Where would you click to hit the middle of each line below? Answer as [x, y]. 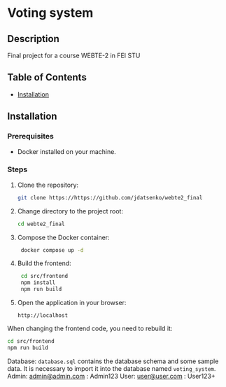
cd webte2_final [41, 224]
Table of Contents [47, 77]
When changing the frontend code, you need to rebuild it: [90, 329]
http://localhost [43, 316]
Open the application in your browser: [72, 303]
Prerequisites [30, 136]
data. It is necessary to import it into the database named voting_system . [112, 368]
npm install [38, 283]
